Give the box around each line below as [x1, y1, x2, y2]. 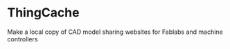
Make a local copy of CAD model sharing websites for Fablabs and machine [7, 28, 223, 36]
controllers [7, 35, 38, 43]
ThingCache [7, 5, 80, 21]
